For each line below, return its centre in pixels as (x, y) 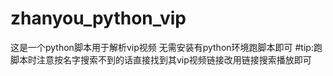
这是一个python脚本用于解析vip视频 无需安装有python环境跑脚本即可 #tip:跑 (166, 47)
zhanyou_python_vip (98, 18)
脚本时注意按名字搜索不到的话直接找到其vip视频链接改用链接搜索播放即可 (161, 59)
